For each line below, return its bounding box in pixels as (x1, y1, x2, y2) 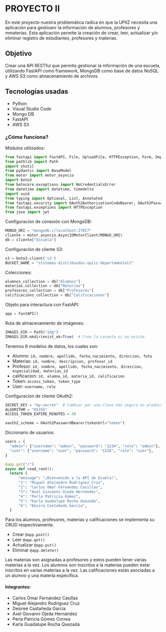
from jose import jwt (5, 210, 50, 215)
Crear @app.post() (12, 532, 50, 538)
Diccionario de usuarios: (5, 429, 55, 435)
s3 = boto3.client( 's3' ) (5, 255, 56, 261)
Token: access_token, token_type (12, 378, 81, 384)
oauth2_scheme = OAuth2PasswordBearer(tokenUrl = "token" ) (5, 421, 125, 425)
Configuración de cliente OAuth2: (5, 393, 73, 399)
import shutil (5, 164, 35, 169)
